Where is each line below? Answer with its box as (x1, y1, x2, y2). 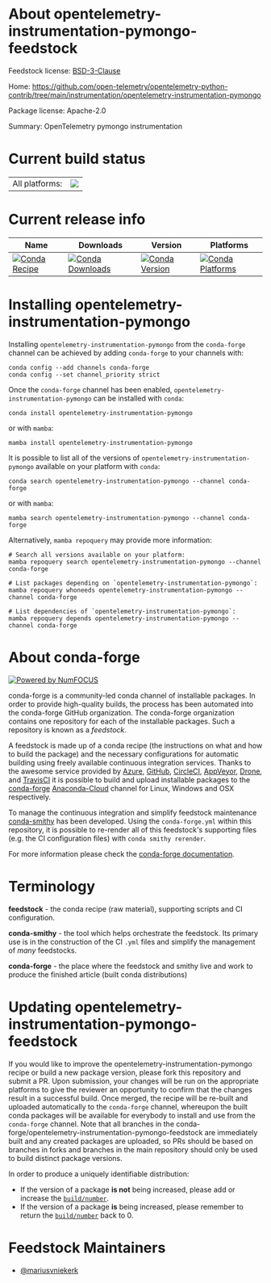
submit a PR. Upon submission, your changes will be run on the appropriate (8, 1075, 260, 1086)
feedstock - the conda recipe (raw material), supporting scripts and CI (8, 904, 244, 913)
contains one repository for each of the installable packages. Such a (8, 716, 236, 726)
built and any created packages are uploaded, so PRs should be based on (8, 1136, 254, 1146)
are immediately (204, 1127, 258, 1137)
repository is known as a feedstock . (8, 724, 127, 735)
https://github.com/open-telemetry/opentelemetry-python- (31, 82, 228, 91)
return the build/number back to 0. (19, 1210, 134, 1220)
